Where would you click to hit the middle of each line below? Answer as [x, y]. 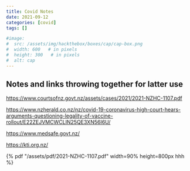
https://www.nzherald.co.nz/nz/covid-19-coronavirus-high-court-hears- [93, 110]
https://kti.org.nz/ [27, 145]
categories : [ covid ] [31, 22]
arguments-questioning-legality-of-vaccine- [60, 116]
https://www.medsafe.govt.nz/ [43, 133]
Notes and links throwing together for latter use [95, 84]
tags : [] [17, 28]
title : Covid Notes [30, 11]
